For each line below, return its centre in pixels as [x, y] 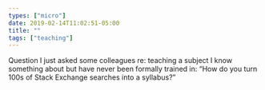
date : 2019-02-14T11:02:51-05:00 [64, 23]
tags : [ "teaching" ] [41, 38]
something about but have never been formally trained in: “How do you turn [133, 69]
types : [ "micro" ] [37, 16]
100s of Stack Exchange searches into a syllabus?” [92, 77]
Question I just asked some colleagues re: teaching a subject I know [120, 61]
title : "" [25, 30]
